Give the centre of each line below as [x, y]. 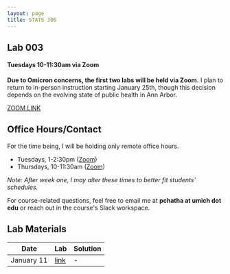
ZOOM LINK [24, 108]
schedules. [23, 187]
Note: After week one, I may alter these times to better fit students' [102, 179]
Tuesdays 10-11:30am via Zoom [53, 65]
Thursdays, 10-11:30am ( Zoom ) [61, 166]
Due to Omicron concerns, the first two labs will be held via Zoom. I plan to [115, 80]
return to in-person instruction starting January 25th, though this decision [112, 88]
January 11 [29, 260]
